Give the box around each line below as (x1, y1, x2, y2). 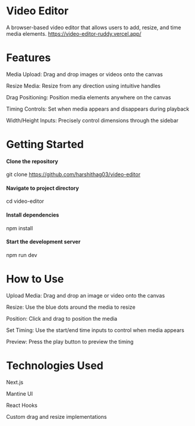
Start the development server (6, 238, 81, 245)
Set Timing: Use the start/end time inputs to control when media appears (6, 326, 184, 334)
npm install (6, 224, 33, 231)
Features (6, 51, 51, 65)
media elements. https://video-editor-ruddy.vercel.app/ (6, 30, 141, 37)
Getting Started (6, 138, 84, 151)
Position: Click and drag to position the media (6, 315, 118, 322)
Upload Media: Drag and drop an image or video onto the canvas (6, 292, 165, 299)
